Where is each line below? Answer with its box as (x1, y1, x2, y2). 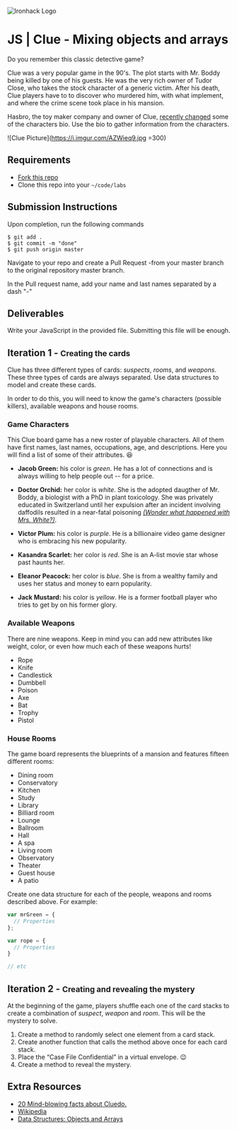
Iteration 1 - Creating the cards (7, 347, 131, 359)
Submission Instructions (7, 201, 118, 213)
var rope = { (7, 937, 46, 944)
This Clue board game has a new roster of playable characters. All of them (7, 435, 224, 444)
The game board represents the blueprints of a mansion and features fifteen (7, 750, 229, 758)
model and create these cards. (7, 381, 97, 389)
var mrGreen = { (7, 911, 55, 918)
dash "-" (7, 287, 33, 295)
